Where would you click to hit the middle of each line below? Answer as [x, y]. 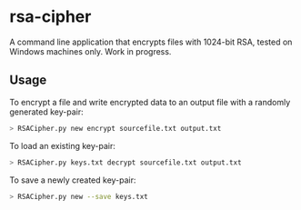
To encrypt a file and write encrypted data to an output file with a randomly [150, 102]
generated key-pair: [46, 112]
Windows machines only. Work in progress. [90, 51]
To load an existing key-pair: [62, 145]
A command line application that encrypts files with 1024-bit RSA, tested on [151, 42]
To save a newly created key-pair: [73, 180]
